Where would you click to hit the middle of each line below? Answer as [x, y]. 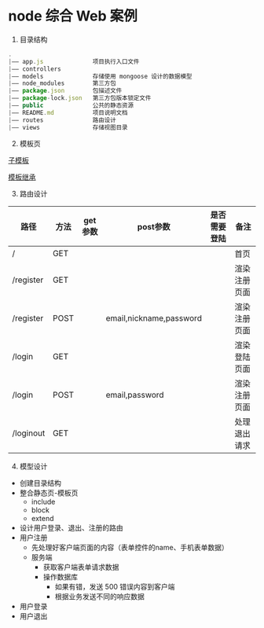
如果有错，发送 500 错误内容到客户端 [115, 586]
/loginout [29, 433]
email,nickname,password [154, 318]
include [43, 501]
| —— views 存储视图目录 [68, 127]
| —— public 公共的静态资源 [71, 106]
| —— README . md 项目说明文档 [68, 112]
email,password [135, 395]
